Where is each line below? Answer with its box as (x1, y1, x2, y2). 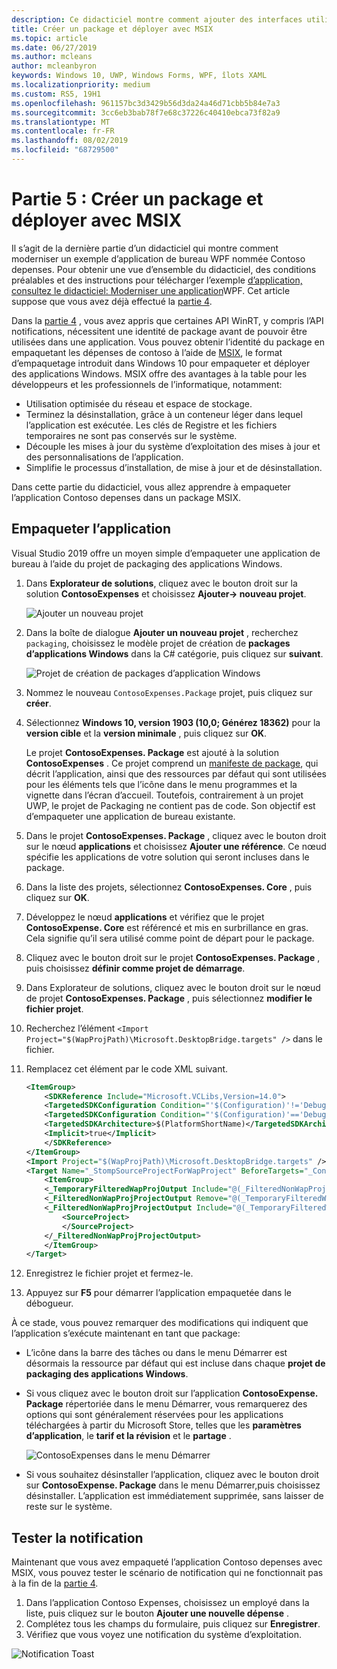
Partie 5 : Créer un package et (11, 188, 264, 211)
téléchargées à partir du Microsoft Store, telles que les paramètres (25, 1419, 302, 1431)
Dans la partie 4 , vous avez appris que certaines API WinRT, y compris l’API (11, 314, 324, 326)
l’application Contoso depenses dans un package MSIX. (11, 491, 241, 503)
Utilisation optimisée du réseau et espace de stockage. (25, 397, 253, 410)
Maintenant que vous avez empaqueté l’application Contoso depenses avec (11, 1556, 323, 1568)
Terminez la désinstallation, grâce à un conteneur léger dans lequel (25, 408, 303, 420)
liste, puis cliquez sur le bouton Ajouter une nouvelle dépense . (25, 1607, 289, 1620)
